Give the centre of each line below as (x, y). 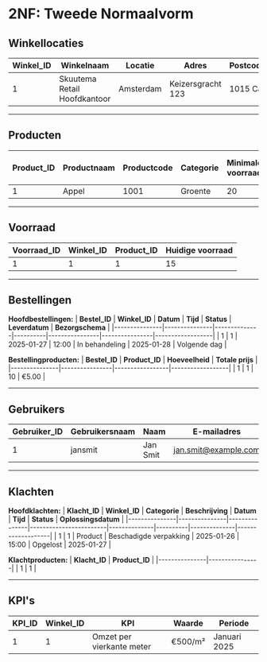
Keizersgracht (195, 84)
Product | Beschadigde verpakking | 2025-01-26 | (158, 536)
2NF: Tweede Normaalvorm (101, 14)
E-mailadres (217, 432)
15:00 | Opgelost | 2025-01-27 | (60, 544)
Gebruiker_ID (38, 432)
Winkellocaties (46, 43)
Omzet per (112, 637)
